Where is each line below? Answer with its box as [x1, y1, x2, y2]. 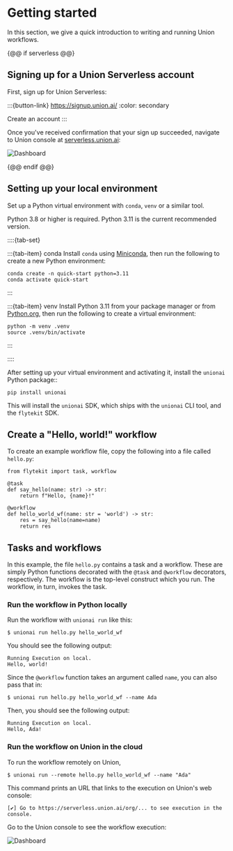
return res [19, 523, 51, 530]
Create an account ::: [7, 114, 67, 123]
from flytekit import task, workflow [7, 468, 117, 475]
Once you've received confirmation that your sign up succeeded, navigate [7, 128, 220, 137]
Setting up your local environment [7, 183, 158, 194]
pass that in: [7, 681, 43, 689]
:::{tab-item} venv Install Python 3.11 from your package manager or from [7, 302, 216, 310]
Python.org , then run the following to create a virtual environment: [7, 309, 196, 318]
